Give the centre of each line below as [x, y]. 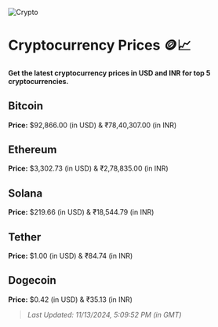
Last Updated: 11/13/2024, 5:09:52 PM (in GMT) [104, 314]
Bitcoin [26, 106]
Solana [25, 193]
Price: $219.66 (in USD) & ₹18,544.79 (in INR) [81, 212]
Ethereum [33, 149]
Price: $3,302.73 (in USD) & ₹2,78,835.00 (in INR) [88, 168]
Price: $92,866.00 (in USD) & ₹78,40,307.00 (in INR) [93, 125]
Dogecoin [32, 280]
